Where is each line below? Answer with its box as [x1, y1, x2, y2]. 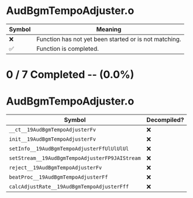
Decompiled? [146, 116, 184, 124]
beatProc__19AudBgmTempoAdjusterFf [9, 174, 108, 180]
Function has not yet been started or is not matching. [36, 35, 181, 43]
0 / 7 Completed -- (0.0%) [6, 68, 135, 81]
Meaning [96, 25, 122, 33]
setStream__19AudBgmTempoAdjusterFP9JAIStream [9, 155, 142, 162]
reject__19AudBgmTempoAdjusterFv [9, 165, 102, 171]
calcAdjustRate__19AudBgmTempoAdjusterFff [9, 183, 129, 190]
